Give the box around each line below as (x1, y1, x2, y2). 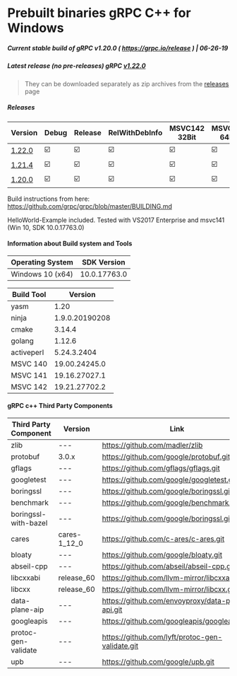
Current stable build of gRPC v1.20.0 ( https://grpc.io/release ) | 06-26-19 (7, 44, 229, 52)
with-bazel (11, 518, 48, 528)
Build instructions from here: (7, 194, 90, 203)
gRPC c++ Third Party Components (7, 402, 113, 410)
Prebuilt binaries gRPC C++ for (7, 5, 192, 21)
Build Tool (11, 289, 47, 299)
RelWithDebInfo (108, 127, 163, 137)
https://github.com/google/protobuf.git (102, 451, 231, 461)
